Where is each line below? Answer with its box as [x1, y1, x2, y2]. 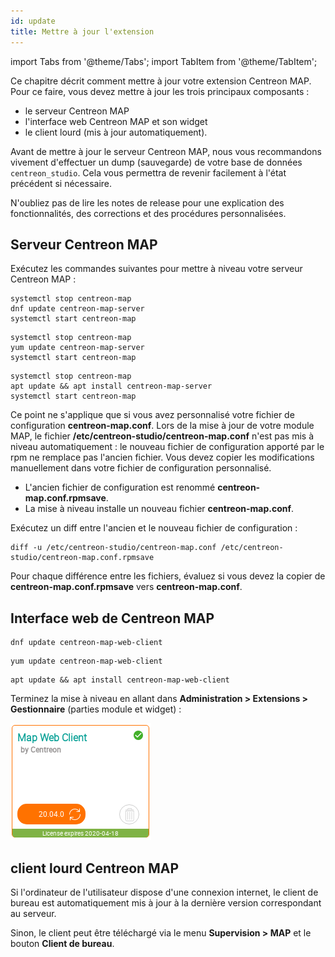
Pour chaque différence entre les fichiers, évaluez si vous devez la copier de [10, 570, 326, 582]
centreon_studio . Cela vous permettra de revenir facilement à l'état [10, 166, 287, 179]
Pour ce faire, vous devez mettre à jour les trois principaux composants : [10, 85, 310, 97]
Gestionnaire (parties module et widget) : [10, 703, 182, 715]
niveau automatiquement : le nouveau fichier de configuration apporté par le [10, 441, 325, 453]
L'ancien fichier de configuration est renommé [24, 481, 216, 494]
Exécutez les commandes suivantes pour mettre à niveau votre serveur [10, 263, 303, 275]
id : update [10, 16, 56, 26]
